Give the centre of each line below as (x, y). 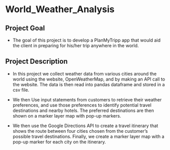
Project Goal (25, 28)
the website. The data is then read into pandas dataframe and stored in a (89, 84)
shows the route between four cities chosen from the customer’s (80, 131)
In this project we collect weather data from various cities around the (84, 73)
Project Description (37, 62)
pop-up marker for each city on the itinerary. (59, 142)
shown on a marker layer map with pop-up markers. (67, 116)
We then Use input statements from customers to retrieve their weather (87, 99)
